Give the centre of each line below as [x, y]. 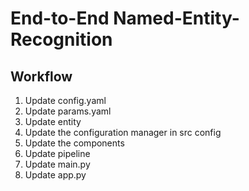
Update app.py [55, 175]
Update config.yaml [65, 100]
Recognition [61, 39]
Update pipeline [57, 153]
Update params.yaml [68, 111]
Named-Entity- [176, 18]
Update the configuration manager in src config [123, 132]
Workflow [41, 76]
